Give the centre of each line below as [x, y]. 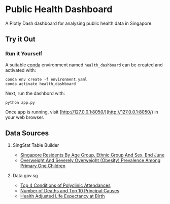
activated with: [21, 70]
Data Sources [27, 133]
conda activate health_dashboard [41, 84]
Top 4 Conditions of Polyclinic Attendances [65, 185]
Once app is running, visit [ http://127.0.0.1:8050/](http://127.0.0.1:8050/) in [82, 112]
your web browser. [25, 117]
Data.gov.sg [25, 176]
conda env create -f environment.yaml [46, 79]
